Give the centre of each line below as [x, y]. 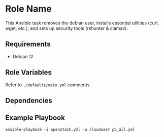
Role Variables [28, 72]
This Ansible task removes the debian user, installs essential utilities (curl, [82, 23]
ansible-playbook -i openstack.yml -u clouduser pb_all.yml [70, 129]
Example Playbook [35, 118]
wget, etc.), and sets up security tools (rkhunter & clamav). [67, 28]
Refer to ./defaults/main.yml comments [47, 85]
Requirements [28, 44]
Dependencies [29, 100]
